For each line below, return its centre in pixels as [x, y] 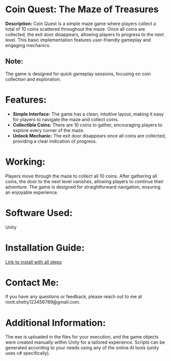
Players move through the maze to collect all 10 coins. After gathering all [81, 176]
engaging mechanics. [28, 45]
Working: [25, 162]
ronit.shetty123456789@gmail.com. [43, 302]
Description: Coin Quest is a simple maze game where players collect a [81, 24]
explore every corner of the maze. [48, 130]
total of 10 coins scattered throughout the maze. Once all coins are [75, 29]
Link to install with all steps [34, 262]
